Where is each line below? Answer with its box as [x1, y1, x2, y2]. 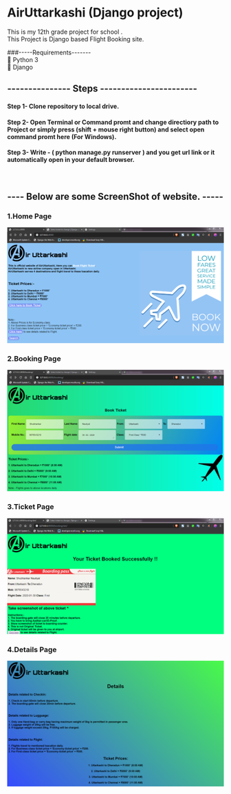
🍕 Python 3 [7, 55, 39, 63]
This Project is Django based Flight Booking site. [7, 34, 144, 43]
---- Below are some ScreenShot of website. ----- [7, 191, 223, 202]
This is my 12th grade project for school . [7, 28, 123, 36]
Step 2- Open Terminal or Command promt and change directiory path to [7, 118, 219, 126]
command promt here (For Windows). [7, 132, 117, 140]
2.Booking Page [7, 353, 61, 363]
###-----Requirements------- [7, 48, 91, 56]
